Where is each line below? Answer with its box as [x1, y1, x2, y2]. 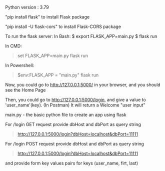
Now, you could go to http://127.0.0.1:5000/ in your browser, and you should [5, 82, 161, 87]
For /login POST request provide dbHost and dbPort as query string [5, 141, 144, 146]
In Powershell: [5, 62, 34, 68]
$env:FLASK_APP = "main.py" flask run [17, 72, 99, 78]
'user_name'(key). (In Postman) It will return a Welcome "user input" [5, 102, 145, 108]
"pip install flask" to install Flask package [5, 14, 90, 19]
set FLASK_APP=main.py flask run [17, 52, 88, 58]
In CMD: [5, 43, 22, 49]
